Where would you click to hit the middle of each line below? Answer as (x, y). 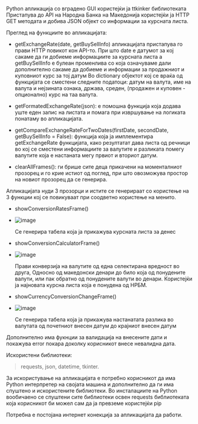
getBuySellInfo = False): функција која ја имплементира (84, 136)
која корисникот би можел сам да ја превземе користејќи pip (84, 403)
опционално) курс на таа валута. (56, 95)
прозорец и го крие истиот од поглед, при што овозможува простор (101, 173)
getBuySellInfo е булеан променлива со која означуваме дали (93, 63)
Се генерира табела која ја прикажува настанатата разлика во (94, 319)
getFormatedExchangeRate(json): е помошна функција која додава (98, 106)
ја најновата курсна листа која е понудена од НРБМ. (81, 285)
